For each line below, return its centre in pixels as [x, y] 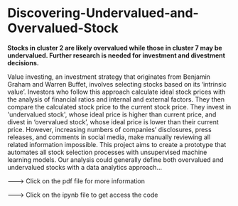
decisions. [23, 63]
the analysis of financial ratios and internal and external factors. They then [116, 99]
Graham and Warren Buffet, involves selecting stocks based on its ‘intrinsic [117, 84]
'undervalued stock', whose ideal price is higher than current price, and [112, 114]
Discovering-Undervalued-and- [103, 13]
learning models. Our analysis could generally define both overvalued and [115, 159]
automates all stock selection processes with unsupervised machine [107, 152]
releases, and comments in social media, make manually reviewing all [109, 137]
